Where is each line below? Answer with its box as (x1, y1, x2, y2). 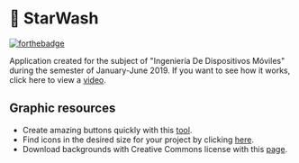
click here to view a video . (9, 74, 106, 85)
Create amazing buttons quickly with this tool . (22, 124, 193, 135)
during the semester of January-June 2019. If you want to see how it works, (9, 65, 291, 76)
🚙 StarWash (9, 8, 99, 29)
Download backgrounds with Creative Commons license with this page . (22, 143, 288, 154)
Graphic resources (9, 101, 116, 116)
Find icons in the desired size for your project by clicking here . (22, 134, 255, 145)
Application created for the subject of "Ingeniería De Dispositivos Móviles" (9, 55, 285, 66)
